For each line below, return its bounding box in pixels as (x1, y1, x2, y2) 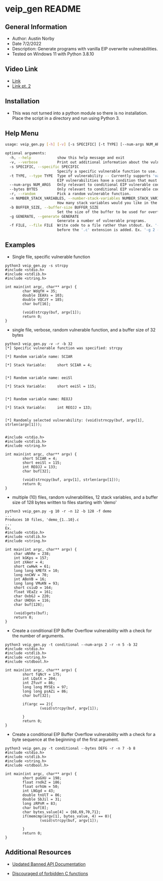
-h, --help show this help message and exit (9, 155, 125, 161)
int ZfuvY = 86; (22, 680, 55, 685)
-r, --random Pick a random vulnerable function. (9, 192, 131, 196)
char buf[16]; (22, 301, 51, 306)
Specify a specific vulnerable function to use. (57, 169, 158, 174)
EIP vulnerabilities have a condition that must (57, 178, 158, 183)
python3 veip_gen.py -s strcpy (5, 263, 68, 268)
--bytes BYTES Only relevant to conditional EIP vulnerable (9, 187, 151, 192)
